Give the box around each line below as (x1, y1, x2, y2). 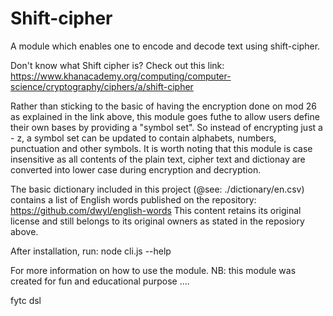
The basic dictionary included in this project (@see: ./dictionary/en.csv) (10, 183, 305, 195)
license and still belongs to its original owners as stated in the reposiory (10, 215, 305, 227)
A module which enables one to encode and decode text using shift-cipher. (10, 40, 321, 52)
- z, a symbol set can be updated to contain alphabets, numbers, (10, 132, 277, 144)
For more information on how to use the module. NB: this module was (10, 264, 297, 276)
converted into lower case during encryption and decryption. (10, 163, 262, 176)
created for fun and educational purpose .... (10, 275, 190, 287)
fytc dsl (10, 294, 42, 306)
